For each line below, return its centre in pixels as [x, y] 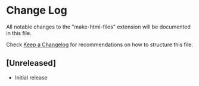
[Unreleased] [31, 63]
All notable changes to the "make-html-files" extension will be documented [98, 27]
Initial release [31, 77]
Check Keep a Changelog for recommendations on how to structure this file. [100, 44]
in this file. [19, 33]
